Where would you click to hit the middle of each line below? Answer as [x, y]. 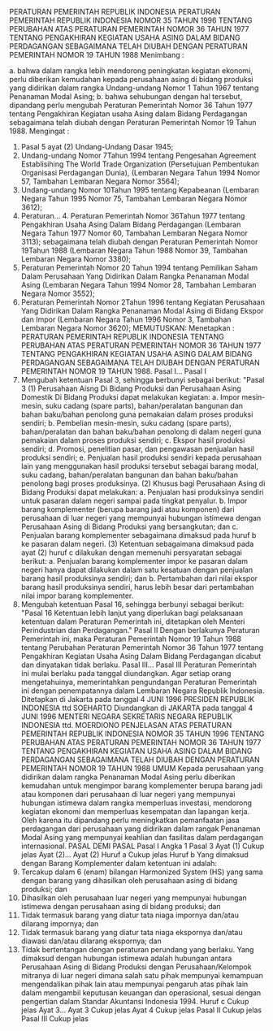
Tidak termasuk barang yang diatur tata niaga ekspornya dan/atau [132, 932]
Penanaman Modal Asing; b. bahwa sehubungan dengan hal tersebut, [126, 96]
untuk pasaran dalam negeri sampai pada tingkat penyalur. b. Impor [134, 500]
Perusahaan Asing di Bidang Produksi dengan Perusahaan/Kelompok [136, 967]
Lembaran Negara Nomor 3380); [76, 259]
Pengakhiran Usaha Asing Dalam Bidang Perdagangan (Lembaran [131, 224]
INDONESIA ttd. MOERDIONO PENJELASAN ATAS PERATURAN [126, 725]
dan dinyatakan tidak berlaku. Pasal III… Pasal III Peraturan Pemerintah [139, 665]
